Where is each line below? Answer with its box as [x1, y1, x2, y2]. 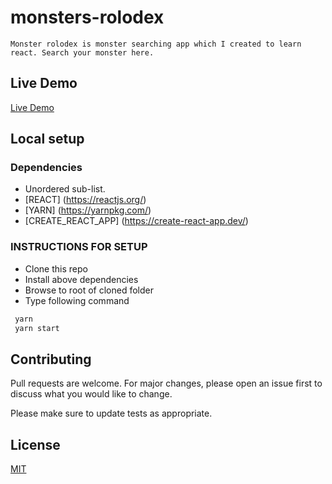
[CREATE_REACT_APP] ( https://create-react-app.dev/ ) [24, 215, 249, 227]
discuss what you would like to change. [10, 388, 173, 400]
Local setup [10, 131, 85, 148]
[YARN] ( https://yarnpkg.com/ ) [24, 204, 152, 216]
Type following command [24, 294, 130, 306]
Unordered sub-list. [24, 183, 106, 195]
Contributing [10, 351, 92, 368]
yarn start [14, 323, 60, 333]
